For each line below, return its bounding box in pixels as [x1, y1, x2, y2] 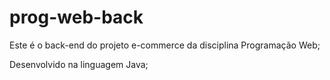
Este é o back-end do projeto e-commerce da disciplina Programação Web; [9, 39, 321, 51]
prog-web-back [9, 6, 144, 29]
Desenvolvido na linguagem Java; [9, 58, 149, 70]
